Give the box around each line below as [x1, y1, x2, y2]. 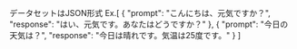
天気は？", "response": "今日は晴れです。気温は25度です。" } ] [9, 30, 242, 40]
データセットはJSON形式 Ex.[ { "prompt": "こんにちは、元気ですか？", [9, 8, 271, 18]
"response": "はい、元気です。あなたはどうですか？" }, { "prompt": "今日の [9, 19, 289, 29]
